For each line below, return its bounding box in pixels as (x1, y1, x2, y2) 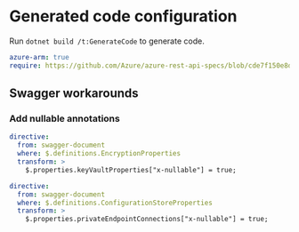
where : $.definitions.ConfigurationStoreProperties (17, 198, 214, 207)
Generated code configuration (9, 6, 238, 27)
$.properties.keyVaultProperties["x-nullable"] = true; (25, 165, 238, 174)
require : (9, 60, 42, 70)
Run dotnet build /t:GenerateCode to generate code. (9, 36, 205, 46)
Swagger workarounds (9, 86, 140, 101)
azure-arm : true (9, 52, 69, 61)
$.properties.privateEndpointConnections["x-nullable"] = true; (25, 215, 269, 224)
